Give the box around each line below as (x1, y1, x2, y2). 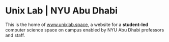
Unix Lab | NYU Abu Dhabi (5, 5, 118, 16)
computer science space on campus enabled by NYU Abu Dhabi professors (5, 26, 164, 32)
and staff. (5, 32, 25, 38)
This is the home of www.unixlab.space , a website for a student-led (5, 21, 149, 27)
